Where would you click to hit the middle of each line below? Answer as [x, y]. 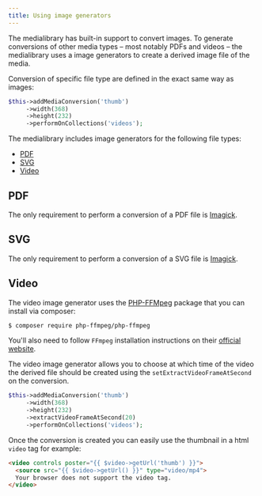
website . [22, 349]
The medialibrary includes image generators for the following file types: [125, 138]
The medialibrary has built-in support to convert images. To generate [121, 38]
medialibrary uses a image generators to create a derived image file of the [129, 55]
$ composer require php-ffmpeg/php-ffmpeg [79, 325]
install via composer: [42, 311]
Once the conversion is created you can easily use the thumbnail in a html [129, 440]
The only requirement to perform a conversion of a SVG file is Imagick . [123, 259]
